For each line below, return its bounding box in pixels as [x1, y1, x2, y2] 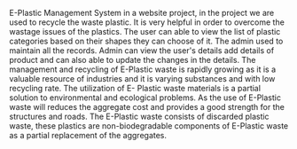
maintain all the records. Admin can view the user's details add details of [9, 45, 275, 56]
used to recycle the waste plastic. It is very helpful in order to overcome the [9, 17, 285, 27]
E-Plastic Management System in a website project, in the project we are [9, 8, 275, 18]
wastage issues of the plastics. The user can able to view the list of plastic [9, 27, 281, 36]
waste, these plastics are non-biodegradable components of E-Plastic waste [9, 121, 289, 131]
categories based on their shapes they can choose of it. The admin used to [9, 35, 284, 46]
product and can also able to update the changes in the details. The [9, 55, 256, 65]
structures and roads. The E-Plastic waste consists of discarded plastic [9, 111, 270, 122]
